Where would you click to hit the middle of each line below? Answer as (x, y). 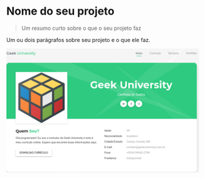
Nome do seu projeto (61, 11)
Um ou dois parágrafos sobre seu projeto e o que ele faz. (79, 40)
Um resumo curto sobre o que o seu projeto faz (81, 28)
